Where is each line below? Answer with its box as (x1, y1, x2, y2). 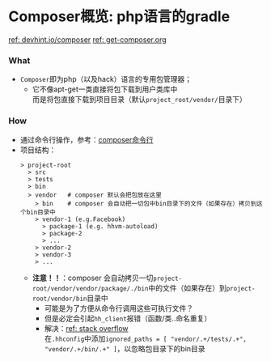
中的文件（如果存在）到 (148, 282, 227, 292)
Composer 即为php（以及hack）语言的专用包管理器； (19, 74, 193, 84)
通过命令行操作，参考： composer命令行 (19, 134, 154, 144)
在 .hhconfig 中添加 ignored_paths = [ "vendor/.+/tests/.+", (44, 333, 248, 343)
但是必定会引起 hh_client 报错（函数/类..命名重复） (44, 313, 212, 323)
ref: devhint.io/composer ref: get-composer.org (8, 34, 167, 45)
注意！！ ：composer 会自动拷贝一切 (32, 273, 154, 282)
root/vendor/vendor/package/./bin (32, 284, 149, 292)
